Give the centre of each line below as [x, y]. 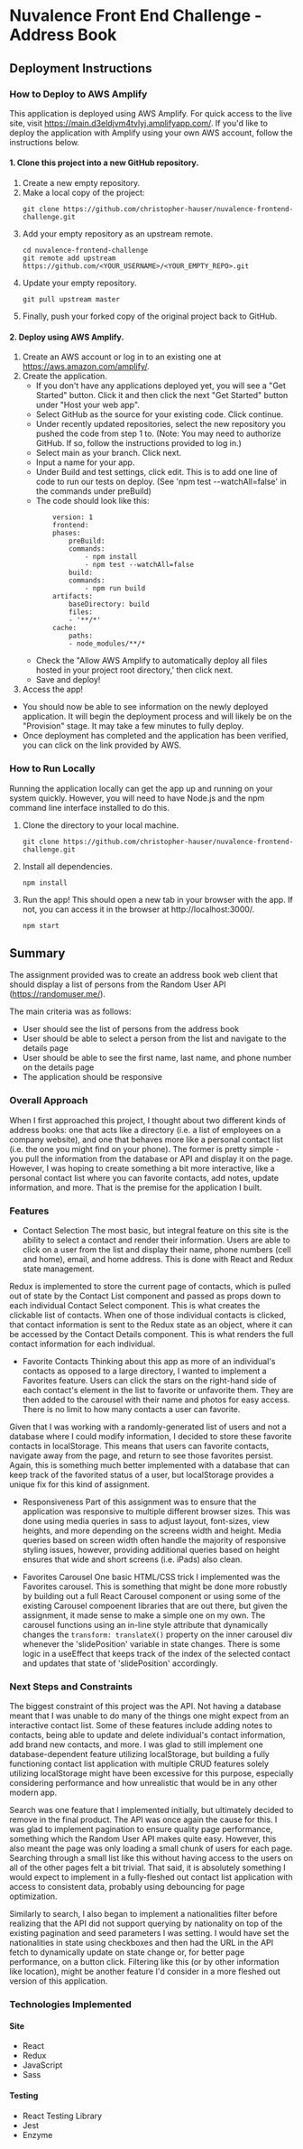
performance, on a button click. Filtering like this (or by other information [144, 1962]
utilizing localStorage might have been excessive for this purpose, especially [151, 1773]
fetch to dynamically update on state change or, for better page [127, 1952]
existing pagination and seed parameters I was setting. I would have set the [149, 1933]
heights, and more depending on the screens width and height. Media [152, 1530]
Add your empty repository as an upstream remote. [118, 234]
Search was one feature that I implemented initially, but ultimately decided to [151, 1810]
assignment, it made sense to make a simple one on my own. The [144, 1615]
